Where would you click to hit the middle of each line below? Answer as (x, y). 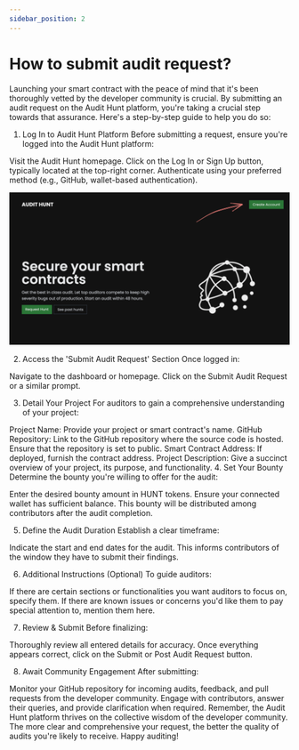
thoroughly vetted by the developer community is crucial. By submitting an (146, 98)
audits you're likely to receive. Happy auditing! (94, 736)
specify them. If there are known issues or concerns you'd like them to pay (146, 601)
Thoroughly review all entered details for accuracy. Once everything (134, 645)
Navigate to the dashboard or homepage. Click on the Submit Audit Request (148, 376)
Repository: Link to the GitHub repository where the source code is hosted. (146, 440)
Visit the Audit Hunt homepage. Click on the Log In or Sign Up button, (137, 161)
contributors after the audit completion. (81, 513)
